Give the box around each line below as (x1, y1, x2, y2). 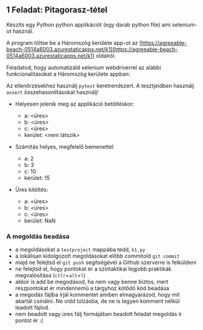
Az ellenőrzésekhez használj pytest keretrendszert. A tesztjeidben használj (6, 82, 195, 89)
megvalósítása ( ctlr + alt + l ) (15, 272, 86, 279)
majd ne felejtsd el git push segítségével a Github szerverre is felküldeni (15, 259, 197, 266)
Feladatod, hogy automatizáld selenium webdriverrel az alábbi (6, 64, 162, 71)
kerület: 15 (24, 174, 50, 181)
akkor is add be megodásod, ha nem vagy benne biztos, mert (15, 278, 168, 286)
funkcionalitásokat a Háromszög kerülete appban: (6, 70, 130, 78)
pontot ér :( (15, 317, 44, 324)
